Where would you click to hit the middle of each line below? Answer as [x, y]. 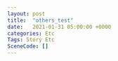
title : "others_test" [40, 20]
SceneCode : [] [28, 46]
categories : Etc [31, 33]
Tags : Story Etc [31, 40]
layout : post [26, 14]
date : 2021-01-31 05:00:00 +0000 [59, 27]
